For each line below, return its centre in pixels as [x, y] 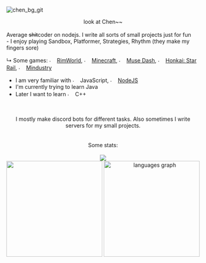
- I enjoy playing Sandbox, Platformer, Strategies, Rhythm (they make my [98, 41]
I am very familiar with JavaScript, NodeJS [77, 80]
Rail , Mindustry [29, 68]
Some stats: [103, 145]
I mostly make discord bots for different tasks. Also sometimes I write [103, 119]
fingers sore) [23, 48]
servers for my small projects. [103, 126]
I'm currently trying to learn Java [56, 87]
